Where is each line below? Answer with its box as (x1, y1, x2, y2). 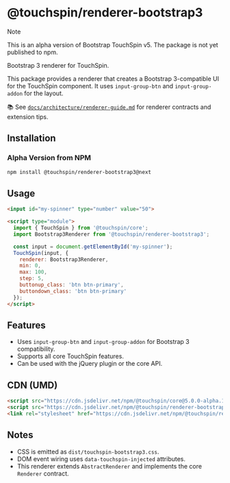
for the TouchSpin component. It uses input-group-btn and (7, 82, 173, 90)
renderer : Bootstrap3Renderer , (19, 256, 109, 263)
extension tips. (7, 112, 49, 121)
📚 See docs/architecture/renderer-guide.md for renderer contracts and (7, 103, 212, 111)
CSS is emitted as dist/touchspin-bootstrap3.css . (16, 447, 159, 456)
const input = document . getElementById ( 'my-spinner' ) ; (13, 243, 173, 250)
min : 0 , (19, 262, 41, 269)
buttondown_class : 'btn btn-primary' (19, 288, 127, 295)
